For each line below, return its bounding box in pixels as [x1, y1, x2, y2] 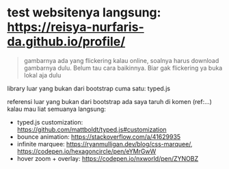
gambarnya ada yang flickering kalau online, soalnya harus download [23, 56, 219, 64]
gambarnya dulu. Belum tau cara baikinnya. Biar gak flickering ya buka [23, 64, 223, 72]
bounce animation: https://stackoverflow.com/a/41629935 [16, 132, 181, 141]
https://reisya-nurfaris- [7, 19, 145, 35]
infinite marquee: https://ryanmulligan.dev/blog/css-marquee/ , [16, 140, 193, 148]
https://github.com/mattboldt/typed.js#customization [16, 125, 167, 133]
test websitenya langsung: [7, 5, 161, 21]
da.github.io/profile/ [7, 34, 125, 49]
